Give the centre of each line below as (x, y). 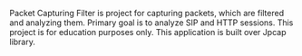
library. (23, 42)
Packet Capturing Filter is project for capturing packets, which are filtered (146, 13)
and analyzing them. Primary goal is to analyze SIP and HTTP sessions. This (151, 23)
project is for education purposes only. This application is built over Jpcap (148, 32)
